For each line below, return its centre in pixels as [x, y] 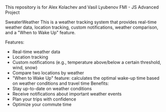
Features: [15, 42]
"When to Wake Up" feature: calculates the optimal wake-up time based [86, 78]
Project [12, 12]
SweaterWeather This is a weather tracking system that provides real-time [81, 22]
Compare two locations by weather [48, 73]
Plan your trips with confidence [44, 99]
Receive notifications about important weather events [67, 94]
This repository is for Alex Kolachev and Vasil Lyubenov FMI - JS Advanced [82, 7]
